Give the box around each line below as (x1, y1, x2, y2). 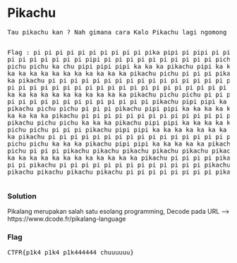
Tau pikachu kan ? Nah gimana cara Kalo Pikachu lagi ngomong (7, 28, 227, 36)
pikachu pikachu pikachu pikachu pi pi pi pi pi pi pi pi (7, 167, 212, 176)
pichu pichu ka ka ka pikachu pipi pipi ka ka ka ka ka (7, 139, 205, 148)
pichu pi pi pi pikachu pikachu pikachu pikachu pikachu (7, 146, 209, 155)
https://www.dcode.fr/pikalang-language (7, 214, 126, 223)
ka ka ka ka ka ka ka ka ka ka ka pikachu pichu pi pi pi (7, 69, 212, 77)
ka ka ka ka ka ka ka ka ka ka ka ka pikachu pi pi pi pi (7, 153, 212, 162)
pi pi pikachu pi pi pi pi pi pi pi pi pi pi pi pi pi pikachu (7, 160, 231, 169)
